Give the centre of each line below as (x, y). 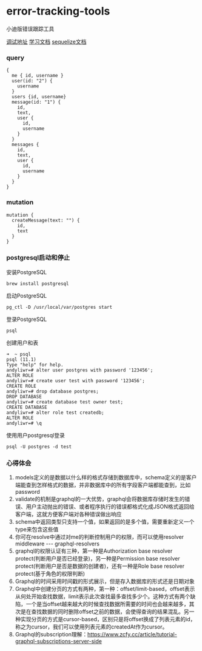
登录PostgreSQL (27, 319)
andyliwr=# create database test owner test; (65, 402)
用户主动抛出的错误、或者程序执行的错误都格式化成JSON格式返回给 (110, 507)
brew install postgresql (38, 283)
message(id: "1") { (36, 102)
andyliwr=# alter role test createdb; (55, 413)
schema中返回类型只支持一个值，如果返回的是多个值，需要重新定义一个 (105, 522)
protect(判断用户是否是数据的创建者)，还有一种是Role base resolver (100, 566)
